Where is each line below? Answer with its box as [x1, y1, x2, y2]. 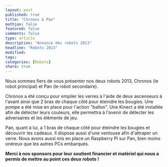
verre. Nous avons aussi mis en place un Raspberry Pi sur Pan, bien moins [5, 136, 161, 142]
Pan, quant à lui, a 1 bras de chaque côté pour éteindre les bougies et [5, 125, 150, 131]
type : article [5, 36, 36, 41]
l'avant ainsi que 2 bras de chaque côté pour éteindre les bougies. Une [5, 98, 154, 105]
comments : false [5, 31, 40, 36]
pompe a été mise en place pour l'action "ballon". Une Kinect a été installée [5, 104, 163, 110]
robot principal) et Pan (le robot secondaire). [5, 83, 98, 89]
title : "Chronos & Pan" [5, 17, 56, 22]
